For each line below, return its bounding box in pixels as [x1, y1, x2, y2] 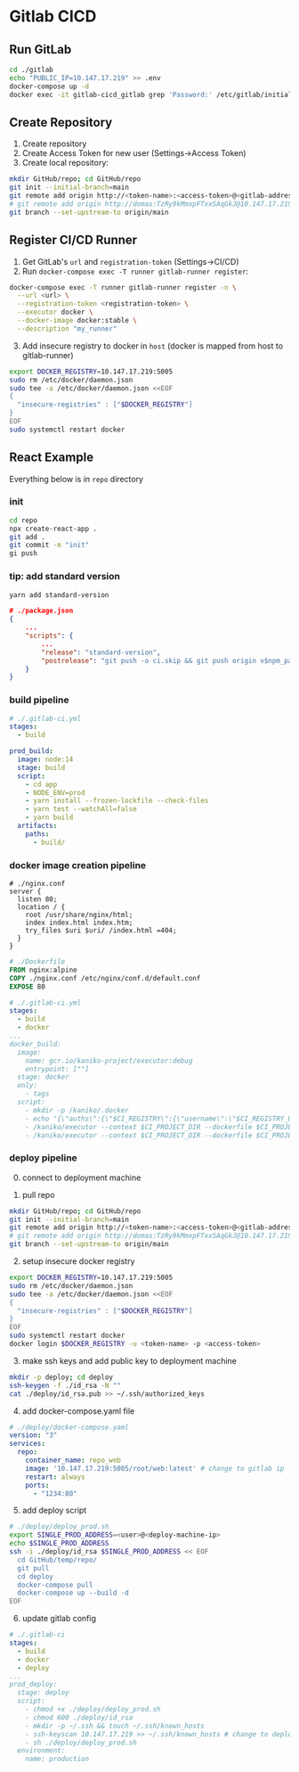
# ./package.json [9, 606, 74, 616]
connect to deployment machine [21, 1172, 141, 1183]
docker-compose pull [17, 1580, 93, 1589]
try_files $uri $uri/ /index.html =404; [25, 926, 177, 935]
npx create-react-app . [9, 524, 98, 533]
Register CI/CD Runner [9, 233, 138, 248]
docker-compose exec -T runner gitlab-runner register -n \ [9, 283, 238, 291]
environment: [17, 1746, 66, 1755]
